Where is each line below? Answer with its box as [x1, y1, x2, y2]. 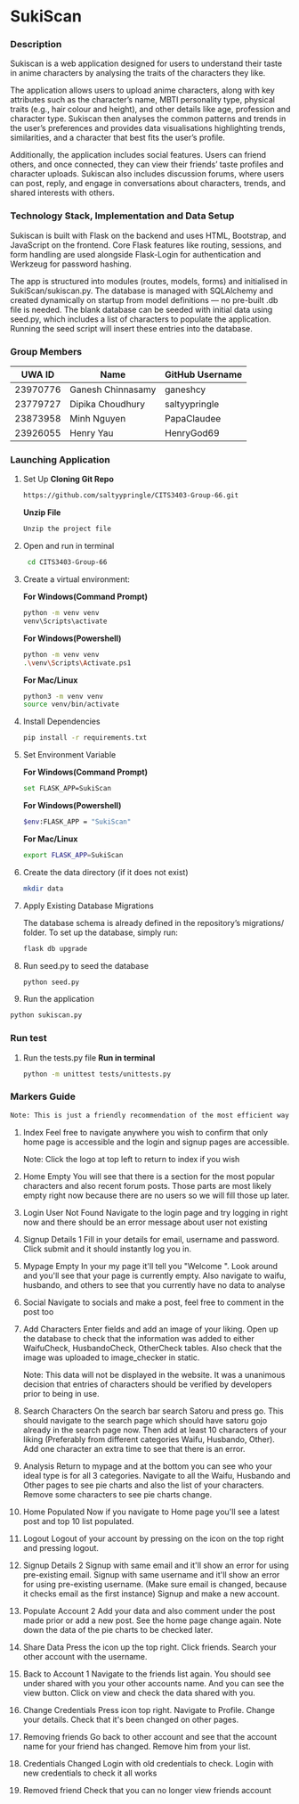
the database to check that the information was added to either [22, 1332, 255, 1343]
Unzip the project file [22, 524, 112, 534]
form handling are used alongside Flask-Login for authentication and [10, 249, 262, 259]
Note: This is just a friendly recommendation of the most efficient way [10, 1111, 290, 1119]
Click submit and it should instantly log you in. [22, 1243, 192, 1254]
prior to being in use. [22, 1388, 100, 1398]
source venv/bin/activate [22, 700, 119, 709]
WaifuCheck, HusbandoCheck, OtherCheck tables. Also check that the [22, 1342, 283, 1353]
